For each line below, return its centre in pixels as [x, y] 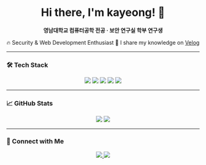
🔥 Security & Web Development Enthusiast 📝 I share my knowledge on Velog [103, 42]
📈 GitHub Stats [30, 104]
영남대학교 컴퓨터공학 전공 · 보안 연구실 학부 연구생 [103, 30]
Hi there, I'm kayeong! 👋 [103, 13]
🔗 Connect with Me [35, 142]
